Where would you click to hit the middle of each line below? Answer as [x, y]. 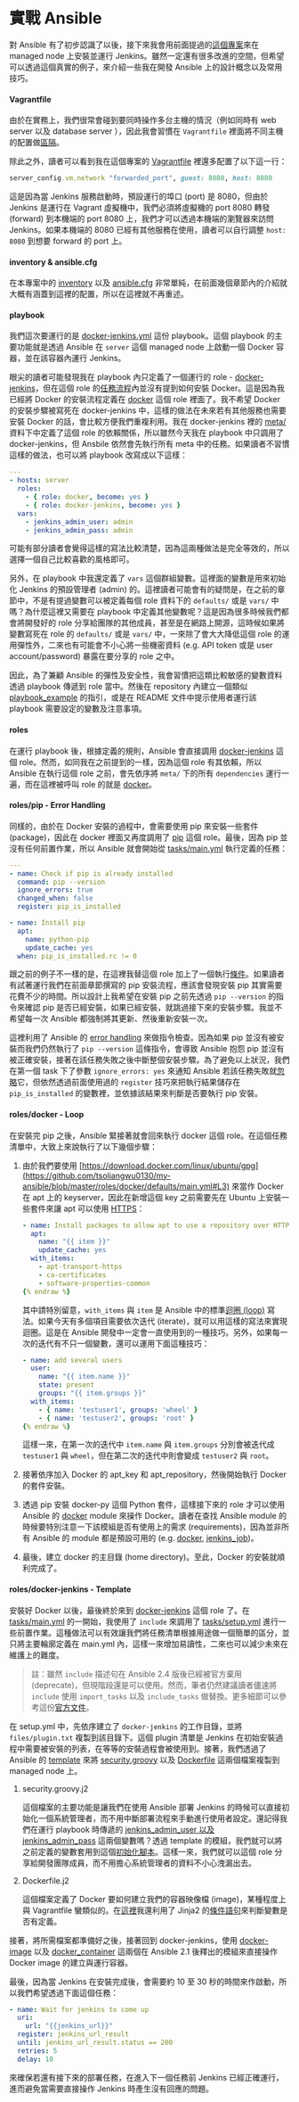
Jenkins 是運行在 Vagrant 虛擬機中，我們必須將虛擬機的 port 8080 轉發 [140, 208]
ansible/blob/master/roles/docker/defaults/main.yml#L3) [125, 1186]
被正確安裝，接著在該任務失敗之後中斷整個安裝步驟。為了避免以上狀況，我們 [149, 1060]
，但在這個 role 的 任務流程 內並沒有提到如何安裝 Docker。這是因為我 [160, 388]
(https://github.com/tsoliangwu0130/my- [97, 1175]
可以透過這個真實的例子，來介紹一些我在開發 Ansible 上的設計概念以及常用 [146, 67]
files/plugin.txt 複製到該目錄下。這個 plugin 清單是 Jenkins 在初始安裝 [142, 1737]
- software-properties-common [94, 1283]
